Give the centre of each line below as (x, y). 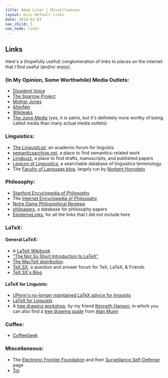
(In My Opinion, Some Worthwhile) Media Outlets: (67, 80)
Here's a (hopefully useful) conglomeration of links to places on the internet (84, 61)
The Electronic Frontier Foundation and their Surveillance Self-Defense (86, 359)
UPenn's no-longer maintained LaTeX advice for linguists (72, 295)
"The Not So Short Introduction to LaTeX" (55, 256)
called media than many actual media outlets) (60, 123)
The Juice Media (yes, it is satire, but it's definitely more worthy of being (88, 118)
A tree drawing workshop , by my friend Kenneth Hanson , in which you (86, 306)
